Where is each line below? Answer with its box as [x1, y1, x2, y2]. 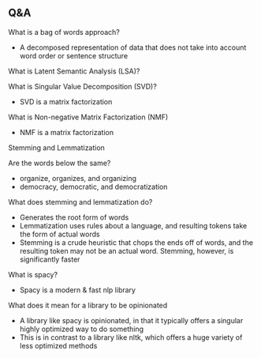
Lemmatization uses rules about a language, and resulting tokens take [19, 220, 248, 230]
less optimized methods [19, 341, 98, 350]
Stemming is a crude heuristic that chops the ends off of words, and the [19, 237, 254, 247]
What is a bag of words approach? [8, 27, 120, 36]
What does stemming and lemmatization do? [8, 197, 153, 206]
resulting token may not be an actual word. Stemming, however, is [19, 246, 234, 255]
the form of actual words [19, 229, 100, 239]
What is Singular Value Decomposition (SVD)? [8, 81, 158, 91]
